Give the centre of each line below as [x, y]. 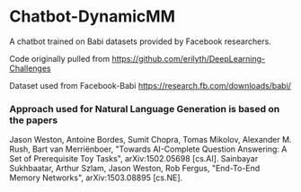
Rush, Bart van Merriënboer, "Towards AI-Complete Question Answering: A [148, 149]
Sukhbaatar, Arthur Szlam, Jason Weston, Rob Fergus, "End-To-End [135, 169]
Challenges [30, 68]
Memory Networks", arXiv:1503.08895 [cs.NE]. [96, 178]
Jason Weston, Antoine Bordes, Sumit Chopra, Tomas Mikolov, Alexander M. [150, 140]
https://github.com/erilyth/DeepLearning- [189, 58]
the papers [34, 120]
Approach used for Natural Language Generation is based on [145, 109]
